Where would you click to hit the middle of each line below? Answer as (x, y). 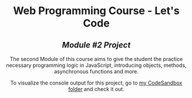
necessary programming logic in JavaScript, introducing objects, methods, (96, 65)
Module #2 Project (96, 45)
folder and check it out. (96, 89)
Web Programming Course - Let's (96, 11)
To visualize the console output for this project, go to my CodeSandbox (96, 83)
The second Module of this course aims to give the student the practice (96, 59)
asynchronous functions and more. (96, 71)
